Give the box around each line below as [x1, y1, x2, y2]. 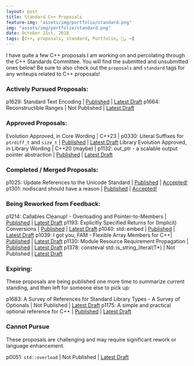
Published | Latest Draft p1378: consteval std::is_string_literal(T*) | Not [6, 244, 175, 251]
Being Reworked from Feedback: [6, 199, 101, 208]
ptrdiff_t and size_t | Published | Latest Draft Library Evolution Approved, [6, 139, 187, 146]
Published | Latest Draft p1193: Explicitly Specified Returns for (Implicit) [6, 219, 177, 226]
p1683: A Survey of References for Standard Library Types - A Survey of [6, 296, 180, 303]
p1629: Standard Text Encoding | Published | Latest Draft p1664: [6, 98, 160, 105]
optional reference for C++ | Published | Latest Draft [6, 308, 131, 315]
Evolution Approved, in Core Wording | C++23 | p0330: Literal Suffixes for [6, 132, 184, 139]
